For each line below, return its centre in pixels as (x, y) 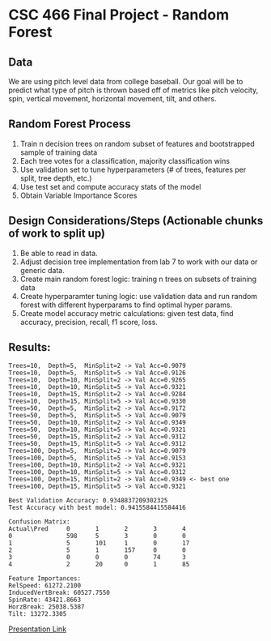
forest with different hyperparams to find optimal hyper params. (126, 305)
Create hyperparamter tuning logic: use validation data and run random (138, 296)
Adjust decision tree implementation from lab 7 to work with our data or (139, 262)
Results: (30, 347)
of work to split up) (57, 234)
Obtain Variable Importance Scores (78, 195)
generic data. (42, 270)
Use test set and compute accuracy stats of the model (110, 186)
